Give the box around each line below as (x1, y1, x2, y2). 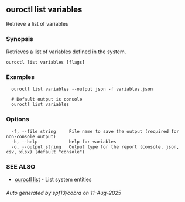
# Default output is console (11, 97, 83, 102)
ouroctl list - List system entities (14, 176, 92, 183)
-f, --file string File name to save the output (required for (11, 128, 180, 134)
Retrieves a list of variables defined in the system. (6, 48, 126, 55)
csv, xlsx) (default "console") (6, 149, 85, 155)
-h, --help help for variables (11, 139, 117, 145)
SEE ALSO (6, 162, 36, 170)
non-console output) (6, 133, 57, 139)
